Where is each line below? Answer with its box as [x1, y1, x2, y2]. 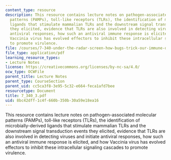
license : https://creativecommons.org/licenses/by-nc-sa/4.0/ [5, 64, 140, 70]
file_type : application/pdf [5, 50, 65, 55]
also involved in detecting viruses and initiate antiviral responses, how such [5, 133, 163, 140]
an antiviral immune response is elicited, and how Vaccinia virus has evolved [5, 139, 166, 145]
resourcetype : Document [5, 88, 56, 94]
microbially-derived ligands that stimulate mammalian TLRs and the [5, 123, 146, 129]
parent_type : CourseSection [5, 79, 65, 84]
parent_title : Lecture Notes [5, 74, 67, 79]
